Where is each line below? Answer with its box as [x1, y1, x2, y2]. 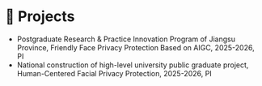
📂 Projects [5, 7, 75, 26]
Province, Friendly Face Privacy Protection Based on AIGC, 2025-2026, [16, 42, 255, 52]
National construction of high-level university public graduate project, [16, 60, 249, 70]
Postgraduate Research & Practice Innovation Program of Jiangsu [16, 34, 235, 44]
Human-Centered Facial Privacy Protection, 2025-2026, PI [16, 68, 213, 78]
